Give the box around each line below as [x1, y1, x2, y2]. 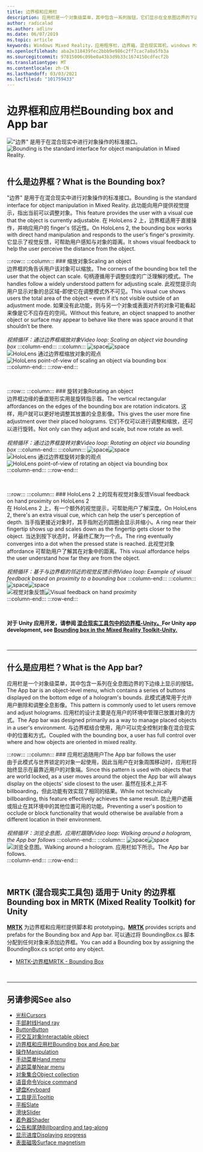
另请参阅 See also [7, 994, 72, 1005]
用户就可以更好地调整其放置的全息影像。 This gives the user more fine [17, 410, 190, 417]
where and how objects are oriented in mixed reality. [7, 738, 137, 745]
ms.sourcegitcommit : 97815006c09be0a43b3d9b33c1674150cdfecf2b [7, 54, 169, 60]
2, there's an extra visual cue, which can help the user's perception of [7, 511, 181, 519]
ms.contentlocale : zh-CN [7, 65, 69, 71]
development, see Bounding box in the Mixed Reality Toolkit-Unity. [7, 626, 178, 633]
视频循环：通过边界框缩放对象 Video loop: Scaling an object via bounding [7, 336, 188, 343]
